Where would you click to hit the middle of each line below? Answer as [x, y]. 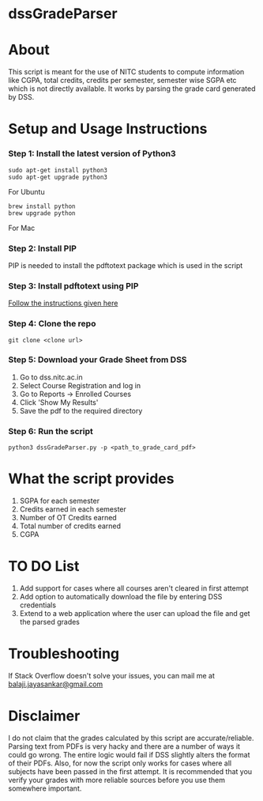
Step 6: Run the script [51, 431]
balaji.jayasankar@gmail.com [56, 684]
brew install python [42, 206]
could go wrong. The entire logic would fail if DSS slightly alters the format [129, 754]
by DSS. [21, 97]
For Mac [22, 228]
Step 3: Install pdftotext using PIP [73, 285]
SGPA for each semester [60, 501]
